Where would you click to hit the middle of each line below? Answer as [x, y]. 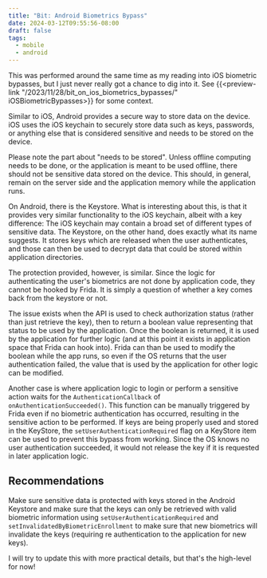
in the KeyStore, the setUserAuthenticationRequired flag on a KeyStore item [132, 431]
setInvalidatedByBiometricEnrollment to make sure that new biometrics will [133, 525]
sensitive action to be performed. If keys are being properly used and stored [133, 422]
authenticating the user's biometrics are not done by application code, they [132, 281]
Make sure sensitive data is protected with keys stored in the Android [122, 500]
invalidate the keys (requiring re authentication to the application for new [128, 534]
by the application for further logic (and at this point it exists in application [130, 339]
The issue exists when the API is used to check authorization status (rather [131, 313]
